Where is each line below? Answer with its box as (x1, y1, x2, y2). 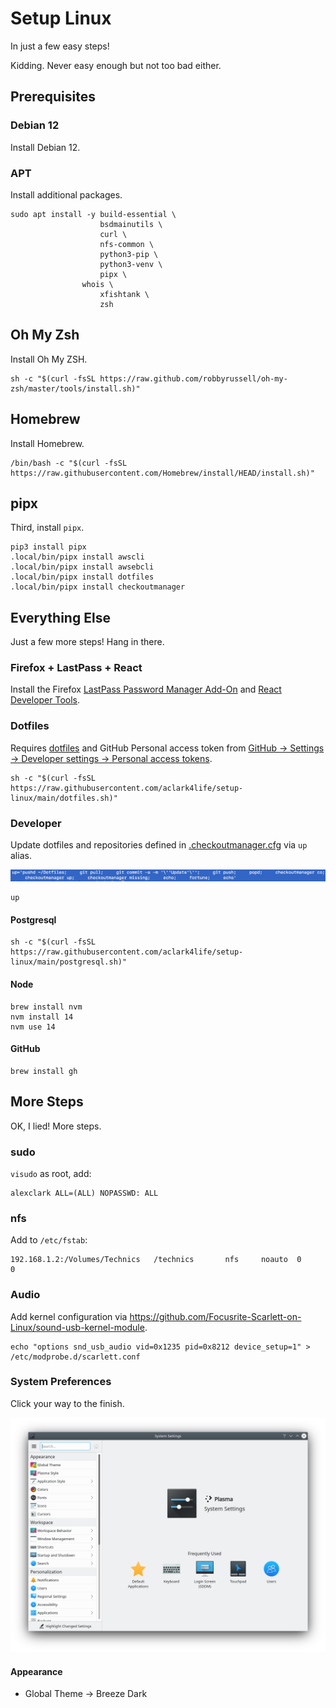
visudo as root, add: (10, 1167, 92, 1179)
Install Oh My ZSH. (10, 353, 88, 365)
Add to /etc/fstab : (10, 1234, 88, 1246)
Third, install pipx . (10, 522, 85, 534)
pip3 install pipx (10, 542, 87, 552)
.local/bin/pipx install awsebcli (10, 562, 155, 572)
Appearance (10, 1665, 63, 1677)
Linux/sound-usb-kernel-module (10, 1321, 145, 1333)
